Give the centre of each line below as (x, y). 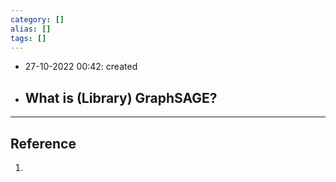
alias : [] (31, 29)
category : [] (37, 19)
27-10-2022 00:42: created (81, 67)
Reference (43, 143)
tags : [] (28, 38)
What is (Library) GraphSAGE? (121, 97)
